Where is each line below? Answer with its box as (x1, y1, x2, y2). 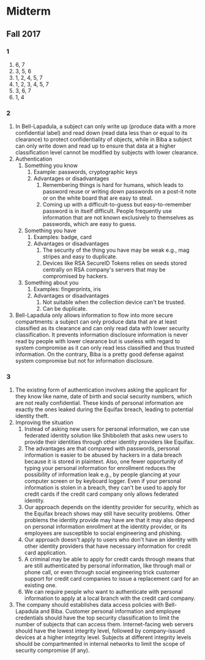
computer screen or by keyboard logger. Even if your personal (24, 477, 182, 485)
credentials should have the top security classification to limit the (15, 614, 179, 621)
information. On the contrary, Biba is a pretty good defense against (15, 351, 184, 358)
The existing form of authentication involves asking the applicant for (15, 386, 187, 393)
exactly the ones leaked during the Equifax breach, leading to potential (15, 406, 194, 413)
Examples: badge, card (33, 233, 92, 241)
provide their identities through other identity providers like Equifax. (24, 438, 195, 446)
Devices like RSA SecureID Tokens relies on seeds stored (42, 259, 187, 267)
